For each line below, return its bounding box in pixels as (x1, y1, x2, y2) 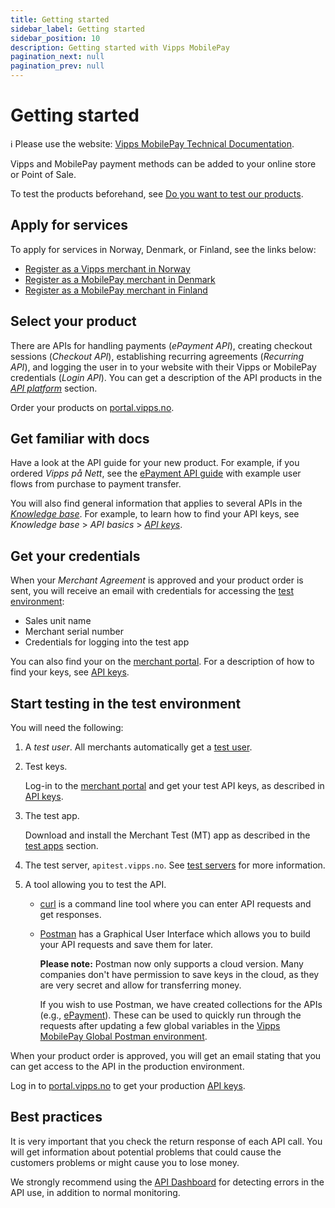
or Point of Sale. (10, 168, 77, 180)
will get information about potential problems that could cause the (10, 1146, 282, 1158)
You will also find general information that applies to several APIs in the (10, 497, 303, 510)
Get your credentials (10, 547, 141, 565)
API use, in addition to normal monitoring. (10, 1186, 181, 1198)
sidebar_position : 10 (10, 33, 101, 43)
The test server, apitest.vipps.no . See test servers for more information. (24, 859, 326, 871)
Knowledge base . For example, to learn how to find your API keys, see (10, 508, 300, 520)
